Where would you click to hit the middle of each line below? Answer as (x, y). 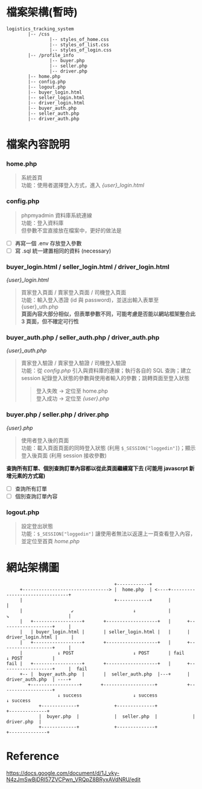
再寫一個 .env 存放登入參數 (48, 243)
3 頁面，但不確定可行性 (50, 321)
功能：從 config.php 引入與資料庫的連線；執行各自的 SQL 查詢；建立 (106, 371)
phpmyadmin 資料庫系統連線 (56, 215)
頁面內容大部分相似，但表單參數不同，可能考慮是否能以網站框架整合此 (108, 314)
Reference (33, 756)
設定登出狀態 (37, 526)
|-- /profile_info (51, 55)
